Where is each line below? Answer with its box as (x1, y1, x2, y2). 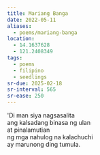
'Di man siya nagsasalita (7, 111, 75, 119)
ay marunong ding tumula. (7, 141, 81, 148)
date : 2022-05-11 (7, 16, 56, 23)
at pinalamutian (7, 126, 50, 134)
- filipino (13, 67, 44, 74)
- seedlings (13, 73, 48, 81)
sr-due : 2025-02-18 (7, 80, 63, 87)
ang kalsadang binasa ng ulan (7, 119, 90, 126)
